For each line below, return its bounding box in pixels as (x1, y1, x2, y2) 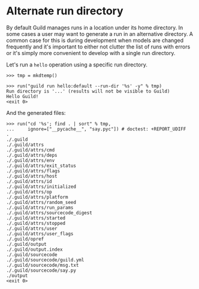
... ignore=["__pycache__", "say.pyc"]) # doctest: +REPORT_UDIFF (6, 126, 186, 132)
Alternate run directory (6, 4, 124, 18)
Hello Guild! (6, 93, 39, 99)
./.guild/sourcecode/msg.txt (6, 262, 79, 268)
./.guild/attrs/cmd (6, 147, 55, 153)
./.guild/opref (6, 236, 44, 242)
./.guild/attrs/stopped (6, 220, 66, 226)
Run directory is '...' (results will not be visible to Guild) (6, 88, 170, 94)
